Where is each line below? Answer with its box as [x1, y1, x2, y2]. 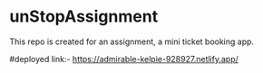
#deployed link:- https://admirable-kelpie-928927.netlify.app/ [9, 53, 239, 64]
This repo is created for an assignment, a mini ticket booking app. [9, 36, 255, 47]
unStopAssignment [9, 6, 159, 27]
